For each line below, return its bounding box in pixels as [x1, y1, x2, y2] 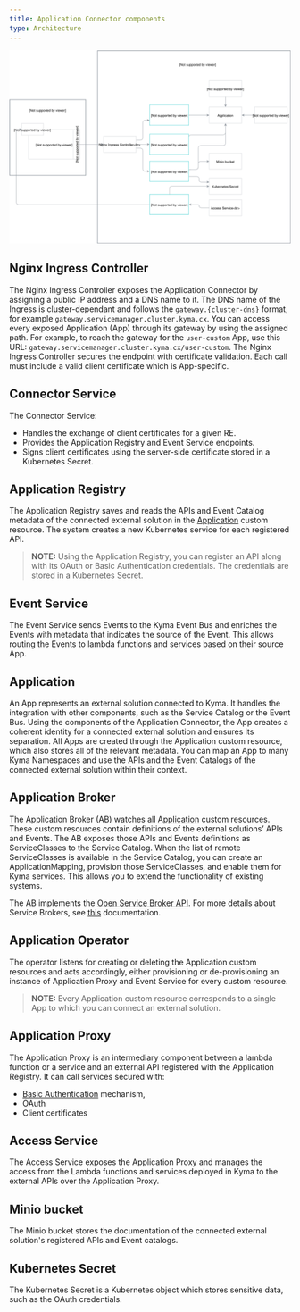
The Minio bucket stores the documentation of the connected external [9, 1225, 268, 1236]
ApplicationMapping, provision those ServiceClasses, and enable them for [9, 861, 282, 872]
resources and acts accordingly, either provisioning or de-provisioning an [9, 965, 279, 977]
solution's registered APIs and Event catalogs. [9, 1235, 179, 1246]
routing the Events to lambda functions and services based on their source [9, 639, 284, 649]
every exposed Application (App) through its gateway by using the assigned [9, 322, 288, 333]
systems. [9, 880, 43, 890]
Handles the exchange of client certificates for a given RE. [21, 427, 237, 438]
